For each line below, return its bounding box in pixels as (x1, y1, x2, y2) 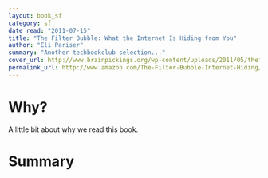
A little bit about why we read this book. (8, 125, 139, 134)
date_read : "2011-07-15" (8, 26, 91, 34)
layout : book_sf (8, 11, 62, 20)
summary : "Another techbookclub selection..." (8, 49, 166, 57)
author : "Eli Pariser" (8, 42, 84, 49)
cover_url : (8, 57, 45, 65)
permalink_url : (8, 64, 59, 72)
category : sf (8, 19, 52, 27)
